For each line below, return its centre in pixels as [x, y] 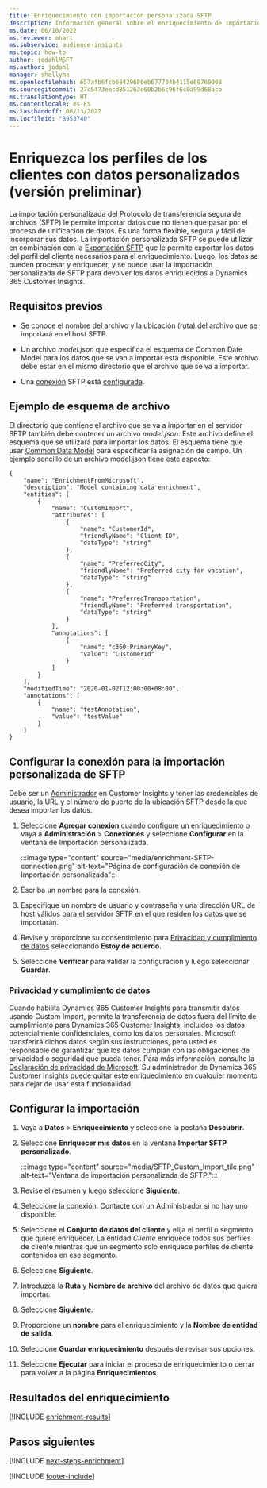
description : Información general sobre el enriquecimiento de [116, 23]
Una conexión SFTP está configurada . [82, 381]
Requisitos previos [56, 306]
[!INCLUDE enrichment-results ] [60, 1417]
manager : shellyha [39, 75]
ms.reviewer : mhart [41, 38]
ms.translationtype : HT [48, 97]
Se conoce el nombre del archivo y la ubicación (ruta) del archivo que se [139, 325]
